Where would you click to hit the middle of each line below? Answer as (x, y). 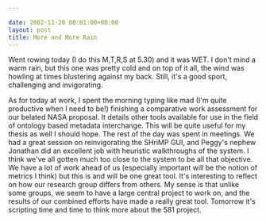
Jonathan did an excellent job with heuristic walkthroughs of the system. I (129, 151)
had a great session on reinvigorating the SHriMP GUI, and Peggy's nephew (132, 143)
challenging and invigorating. (56, 85)
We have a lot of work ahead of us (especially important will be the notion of (133, 168)
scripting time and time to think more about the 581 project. (105, 210)
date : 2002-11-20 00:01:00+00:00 (64, 22)
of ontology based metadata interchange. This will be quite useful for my (127, 126)
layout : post (30, 30)
